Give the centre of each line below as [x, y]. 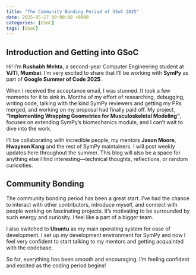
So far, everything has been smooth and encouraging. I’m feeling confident [98, 259]
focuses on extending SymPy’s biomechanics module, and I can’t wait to [94, 122]
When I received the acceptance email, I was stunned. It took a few [88, 91]
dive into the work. [29, 129]
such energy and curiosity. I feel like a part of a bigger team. [80, 217]
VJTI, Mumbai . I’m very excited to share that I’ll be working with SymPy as [97, 73]
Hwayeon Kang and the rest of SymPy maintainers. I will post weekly [91, 147]
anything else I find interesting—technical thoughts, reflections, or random [97, 159]
